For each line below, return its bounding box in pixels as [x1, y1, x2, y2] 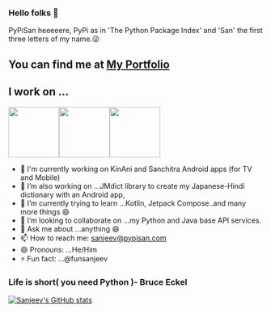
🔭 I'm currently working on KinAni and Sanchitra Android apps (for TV [19, 164, 252, 173]
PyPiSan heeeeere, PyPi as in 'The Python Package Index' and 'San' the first [8, 26, 263, 35]
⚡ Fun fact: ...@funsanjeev [19, 253, 108, 263]
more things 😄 [19, 207, 70, 216]
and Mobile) [19, 173, 61, 182]
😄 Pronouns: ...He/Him [19, 244, 98, 254]
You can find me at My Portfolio [8, 57, 170, 71]
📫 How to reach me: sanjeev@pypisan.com [19, 233, 167, 243]
